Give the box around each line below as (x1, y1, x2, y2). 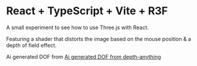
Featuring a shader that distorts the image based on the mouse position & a (6, 35, 192, 42)
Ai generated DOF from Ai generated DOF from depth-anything (6, 53, 161, 60)
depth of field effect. (6, 42, 57, 49)
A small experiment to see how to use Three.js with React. (6, 24, 149, 31)
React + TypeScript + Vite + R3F (6, 4, 168, 18)
